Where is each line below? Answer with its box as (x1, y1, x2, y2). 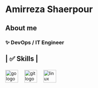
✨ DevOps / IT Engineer (5, 39, 64, 46)
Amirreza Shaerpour (5, 4, 93, 15)
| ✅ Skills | (5, 54, 39, 63)
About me (5, 24, 37, 32)
